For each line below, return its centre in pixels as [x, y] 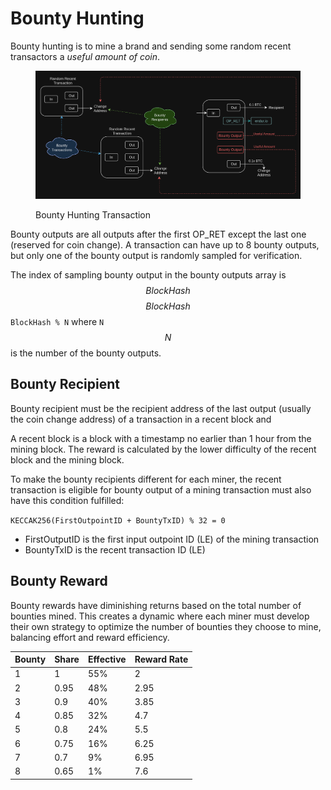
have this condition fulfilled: [67, 500]
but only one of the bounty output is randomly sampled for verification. [156, 256]
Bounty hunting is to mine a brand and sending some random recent [151, 46]
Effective [107, 659]
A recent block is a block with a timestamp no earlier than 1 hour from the [161, 438]
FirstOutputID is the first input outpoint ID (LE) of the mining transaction [172, 539]
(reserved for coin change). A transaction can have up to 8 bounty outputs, [165, 245]
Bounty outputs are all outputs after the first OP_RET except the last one [158, 234]
